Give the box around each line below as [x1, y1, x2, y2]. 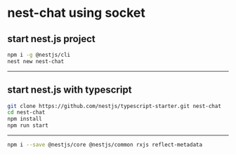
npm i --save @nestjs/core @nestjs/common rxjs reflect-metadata [7, 142, 202, 149]
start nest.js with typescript [7, 84, 132, 96]
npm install [7, 116, 42, 123]
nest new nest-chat [7, 58, 65, 65]
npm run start [7, 122, 49, 129]
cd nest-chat [7, 109, 46, 116]
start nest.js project [7, 33, 96, 45]
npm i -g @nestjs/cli [7, 51, 71, 58]
